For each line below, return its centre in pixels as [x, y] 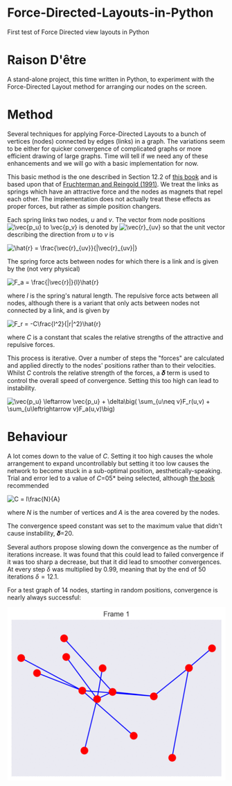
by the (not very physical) [44, 268]
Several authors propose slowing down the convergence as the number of [113, 547]
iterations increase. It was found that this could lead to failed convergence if [116, 554]
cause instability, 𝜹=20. [41, 533]
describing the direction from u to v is [61, 234]
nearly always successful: [44, 597]
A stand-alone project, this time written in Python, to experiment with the [111, 79]
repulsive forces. [31, 344]
